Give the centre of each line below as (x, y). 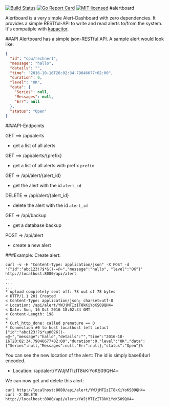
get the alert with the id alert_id (47, 186)
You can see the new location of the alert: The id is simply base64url (78, 356)
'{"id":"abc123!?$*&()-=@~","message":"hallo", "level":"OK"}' (74, 269)
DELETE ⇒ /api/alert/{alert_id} (37, 196)
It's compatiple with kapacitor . (37, 29)
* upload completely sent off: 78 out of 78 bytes (60, 292)
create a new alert (32, 245)
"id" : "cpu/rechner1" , (34, 58)
